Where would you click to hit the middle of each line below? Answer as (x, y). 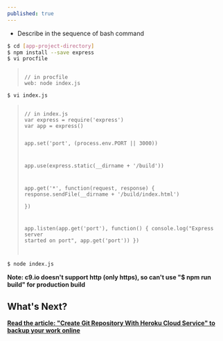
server (34, 235)
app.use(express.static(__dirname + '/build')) (94, 166)
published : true (30, 13)
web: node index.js (52, 84)
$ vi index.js (28, 95)
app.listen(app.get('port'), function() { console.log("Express (119, 229)
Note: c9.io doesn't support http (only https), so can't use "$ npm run (109, 277)
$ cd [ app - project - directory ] (51, 46)
